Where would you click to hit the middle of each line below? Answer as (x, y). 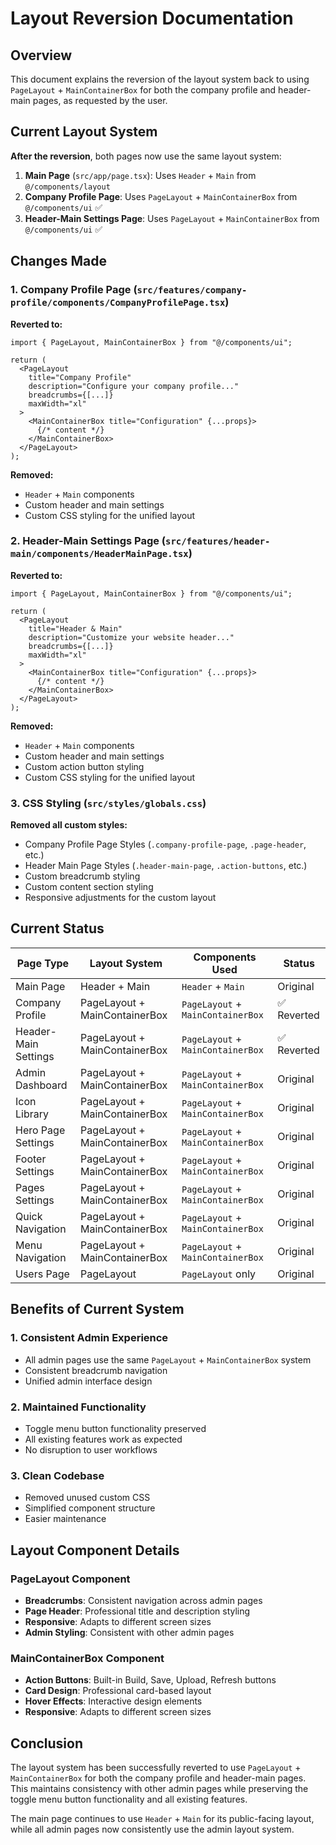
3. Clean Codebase (57, 1475)
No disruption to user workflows (91, 1449)
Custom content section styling (89, 887)
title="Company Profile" (80, 377)
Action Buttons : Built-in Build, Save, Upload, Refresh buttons (150, 1680)
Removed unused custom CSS (87, 1498)
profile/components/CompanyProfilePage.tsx (118, 303)
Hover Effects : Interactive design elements (113, 1701)
